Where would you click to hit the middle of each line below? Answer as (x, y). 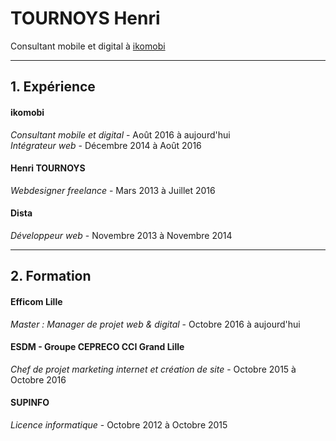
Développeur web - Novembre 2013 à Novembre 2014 (121, 235)
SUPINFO (30, 403)
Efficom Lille (36, 301)
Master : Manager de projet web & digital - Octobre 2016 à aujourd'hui (155, 324)
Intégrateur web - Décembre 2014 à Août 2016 (106, 145)
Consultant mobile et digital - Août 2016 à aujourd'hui (120, 134)
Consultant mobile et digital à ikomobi (88, 46)
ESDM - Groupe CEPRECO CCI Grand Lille (97, 347)
